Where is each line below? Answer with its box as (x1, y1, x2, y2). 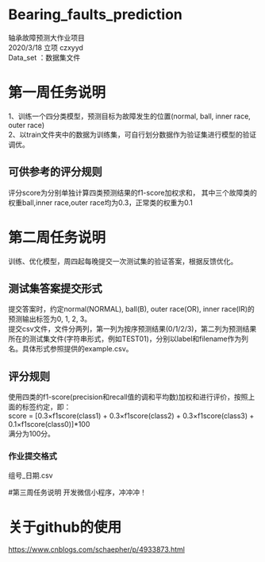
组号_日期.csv (8, 471, 53, 480)
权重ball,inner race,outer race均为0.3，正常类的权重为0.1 (8, 197, 193, 207)
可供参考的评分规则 (8, 165, 102, 179)
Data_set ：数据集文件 (8, 52, 81, 62)
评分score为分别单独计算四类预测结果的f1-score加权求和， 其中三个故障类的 (8, 188, 258, 197)
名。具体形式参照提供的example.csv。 (8, 344, 133, 354)
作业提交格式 (8, 451, 58, 462)
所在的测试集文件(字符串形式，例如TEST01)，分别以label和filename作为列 (8, 334, 248, 343)
